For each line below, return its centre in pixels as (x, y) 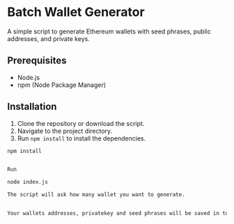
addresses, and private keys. (49, 38)
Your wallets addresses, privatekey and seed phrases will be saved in (113, 214)
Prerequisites (37, 61)
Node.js (29, 77)
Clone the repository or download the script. (81, 123)
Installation (32, 107)
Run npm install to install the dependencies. (81, 138)
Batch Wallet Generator (76, 12)
